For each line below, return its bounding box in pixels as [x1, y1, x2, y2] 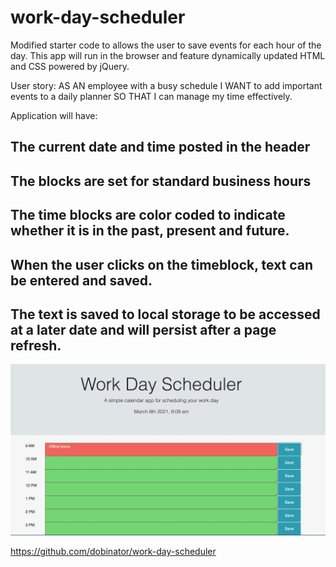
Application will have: [10, 109, 98, 121]
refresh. [10, 337, 62, 354]
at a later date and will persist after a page [10, 321, 277, 338]
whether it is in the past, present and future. [10, 222, 290, 240]
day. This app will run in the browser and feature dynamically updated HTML [10, 49, 326, 61]
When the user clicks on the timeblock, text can [10, 256, 314, 273]
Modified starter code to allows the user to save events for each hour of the [10, 39, 322, 51]
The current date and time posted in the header [10, 139, 311, 156]
